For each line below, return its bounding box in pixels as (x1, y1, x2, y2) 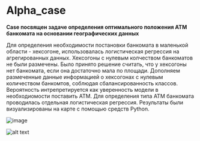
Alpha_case (6, 4, 66, 17)
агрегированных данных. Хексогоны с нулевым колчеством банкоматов (6, 54, 193, 61)
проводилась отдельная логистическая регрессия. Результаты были (6, 98, 184, 106)
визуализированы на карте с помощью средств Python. (6, 105, 150, 112)
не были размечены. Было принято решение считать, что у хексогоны (6, 61, 187, 68)
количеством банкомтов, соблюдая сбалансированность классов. (6, 79, 178, 87)
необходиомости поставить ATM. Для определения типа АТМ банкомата (6, 92, 194, 100)
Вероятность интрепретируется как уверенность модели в (6, 86, 159, 93)
